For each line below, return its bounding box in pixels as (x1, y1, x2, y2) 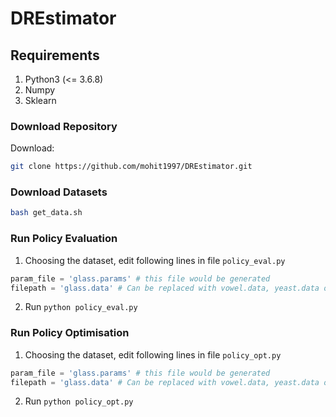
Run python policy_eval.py (24, 301, 138, 313)
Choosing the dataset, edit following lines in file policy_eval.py (24, 254, 286, 266)
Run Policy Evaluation (10, 232, 118, 246)
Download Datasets (10, 185, 108, 199)
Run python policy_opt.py (24, 395, 134, 407)
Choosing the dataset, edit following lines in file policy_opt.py (24, 348, 282, 361)
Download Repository (10, 119, 118, 133)
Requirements (10, 47, 100, 64)
